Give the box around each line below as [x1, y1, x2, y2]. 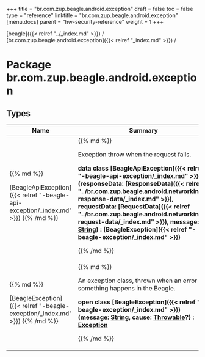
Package [6, 58, 52, 72]
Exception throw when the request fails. [77, 150, 192, 158]
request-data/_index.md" [77, 218, 154, 226]
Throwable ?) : [153, 313, 195, 322]
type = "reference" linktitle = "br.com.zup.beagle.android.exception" [6, 12, 179, 19]
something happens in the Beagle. [77, 284, 176, 292]
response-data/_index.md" [77, 195, 160, 203]
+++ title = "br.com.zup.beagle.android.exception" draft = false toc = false [6, 6, 193, 12]
